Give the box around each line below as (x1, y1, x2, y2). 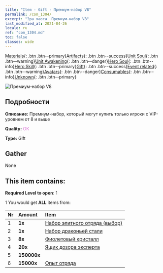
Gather (5, 149, 27, 158)
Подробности (5, 98, 50, 106)
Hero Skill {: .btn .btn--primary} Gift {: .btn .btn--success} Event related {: (14, 63, 158, 69)
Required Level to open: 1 (5, 190, 58, 196)
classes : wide (5, 39, 34, 44)
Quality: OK (5, 125, 30, 131)
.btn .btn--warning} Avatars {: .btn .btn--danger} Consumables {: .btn (5, 69, 141, 75)
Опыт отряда (45, 260, 76, 267)
